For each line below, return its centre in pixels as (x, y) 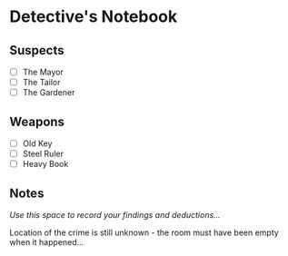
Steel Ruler (43, 154)
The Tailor (41, 83)
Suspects (37, 50)
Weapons (37, 121)
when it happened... (47, 242)
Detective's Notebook (94, 17)
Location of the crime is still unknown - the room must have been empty (144, 232)
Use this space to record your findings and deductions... (115, 215)
